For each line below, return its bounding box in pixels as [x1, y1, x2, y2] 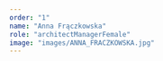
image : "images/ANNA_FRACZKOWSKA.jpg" [9, 38, 155, 48]
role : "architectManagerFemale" [9, 30, 131, 39]
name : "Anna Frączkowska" [9, 22, 106, 30]
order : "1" [9, 13, 50, 22]
